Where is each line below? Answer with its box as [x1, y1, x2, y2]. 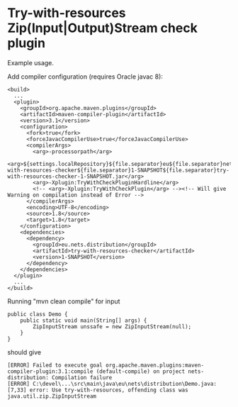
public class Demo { [7, 311, 69, 318]
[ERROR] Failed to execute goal [7, 362, 103, 369]
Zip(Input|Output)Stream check [7, 20, 198, 36]
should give [7, 347, 41, 356]
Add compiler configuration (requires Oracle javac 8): [7, 72, 163, 81]
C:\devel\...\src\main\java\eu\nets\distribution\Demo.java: [33, 380, 217, 387]
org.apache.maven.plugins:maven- [105, 362, 204, 369]
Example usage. [7, 58, 55, 67]
